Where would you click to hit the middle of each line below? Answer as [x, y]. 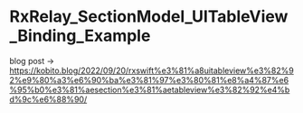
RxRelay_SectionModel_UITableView [149, 17]
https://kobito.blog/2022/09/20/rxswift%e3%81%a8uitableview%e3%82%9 [151, 71]
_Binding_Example [80, 36]
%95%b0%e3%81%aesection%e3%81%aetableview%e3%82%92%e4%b [150, 89]
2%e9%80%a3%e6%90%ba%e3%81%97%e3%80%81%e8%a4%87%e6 [149, 80]
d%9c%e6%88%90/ [48, 99]
